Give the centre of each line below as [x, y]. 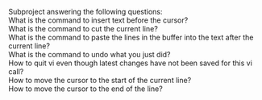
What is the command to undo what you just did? [89, 54]
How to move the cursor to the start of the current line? [100, 80]
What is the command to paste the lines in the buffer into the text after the [131, 37]
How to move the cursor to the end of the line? [85, 89]
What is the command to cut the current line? [83, 29]
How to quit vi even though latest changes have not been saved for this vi [130, 63]
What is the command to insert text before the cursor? [98, 20]
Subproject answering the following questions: [85, 12]
